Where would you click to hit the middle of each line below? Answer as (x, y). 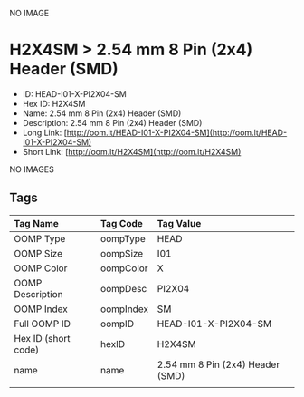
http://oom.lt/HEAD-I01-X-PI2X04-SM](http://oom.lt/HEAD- (177, 132)
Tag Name (36, 223)
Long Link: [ (45, 132)
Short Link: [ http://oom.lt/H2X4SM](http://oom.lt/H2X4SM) (132, 151)
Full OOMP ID (42, 324)
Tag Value (179, 223)
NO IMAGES (32, 169)
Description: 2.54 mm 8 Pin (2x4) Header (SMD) (112, 122)
